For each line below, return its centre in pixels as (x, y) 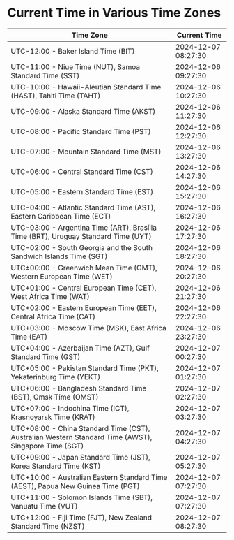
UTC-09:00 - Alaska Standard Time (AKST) (83, 111)
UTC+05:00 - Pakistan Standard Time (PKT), (85, 368)
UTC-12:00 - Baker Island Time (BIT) (73, 51)
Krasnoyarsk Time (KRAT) (53, 417)
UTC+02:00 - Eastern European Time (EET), (84, 307)
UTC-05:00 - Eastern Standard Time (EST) (82, 191)
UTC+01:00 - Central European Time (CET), (84, 288)
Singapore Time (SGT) (47, 446)
